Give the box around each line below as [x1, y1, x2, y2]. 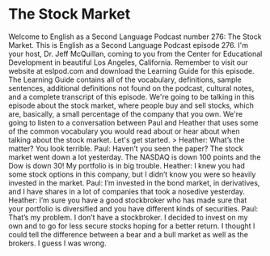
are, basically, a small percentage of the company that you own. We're [8, 109, 243, 118]
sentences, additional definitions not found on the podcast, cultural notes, [8, 83, 255, 93]
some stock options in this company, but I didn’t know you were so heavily [8, 169, 256, 179]
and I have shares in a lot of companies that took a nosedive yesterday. [8, 186, 245, 196]
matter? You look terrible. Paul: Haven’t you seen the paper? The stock [8, 143, 244, 153]
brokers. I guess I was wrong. [8, 238, 107, 248]
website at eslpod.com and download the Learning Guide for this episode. [8, 66, 255, 75]
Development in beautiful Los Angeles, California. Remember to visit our [8, 58, 248, 67]
